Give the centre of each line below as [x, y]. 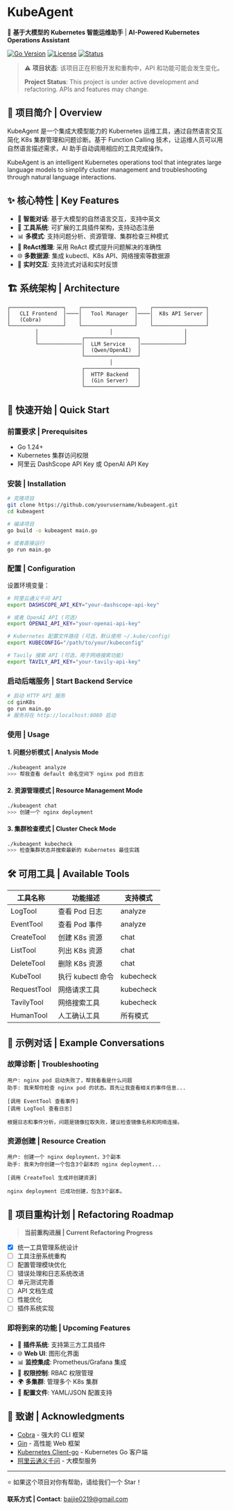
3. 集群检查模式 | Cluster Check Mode [62, 829]
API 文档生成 [35, 1291]
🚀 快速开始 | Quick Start [58, 410]
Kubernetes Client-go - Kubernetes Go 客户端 [82, 1452]
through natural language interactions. [62, 177]
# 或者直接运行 [26, 543]
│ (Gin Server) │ [111, 381]
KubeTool [26, 977]
